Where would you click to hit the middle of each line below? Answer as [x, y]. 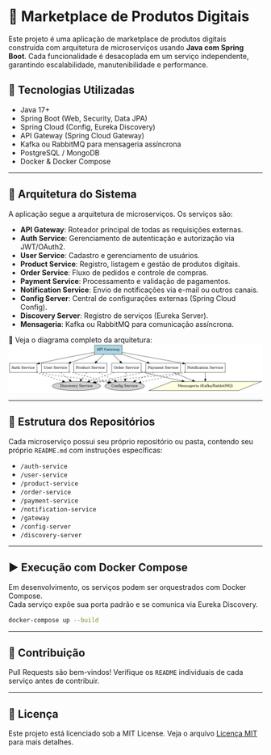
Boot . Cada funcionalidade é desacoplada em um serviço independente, [129, 56]
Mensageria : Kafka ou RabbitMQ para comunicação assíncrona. [127, 324]
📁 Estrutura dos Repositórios [82, 422]
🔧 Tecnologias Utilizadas [71, 90]
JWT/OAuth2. [43, 247]
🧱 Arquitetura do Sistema [73, 195]
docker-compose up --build [54, 620]
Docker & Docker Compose [65, 161]
